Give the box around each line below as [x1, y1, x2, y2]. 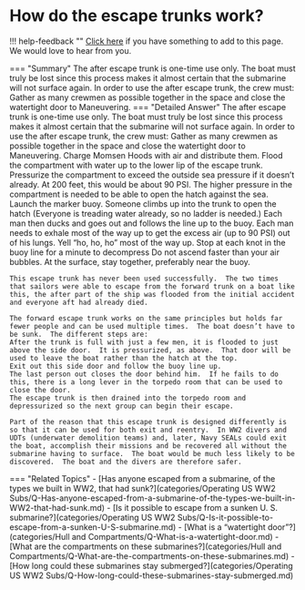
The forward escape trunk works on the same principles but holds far [9, 313, 283, 323]
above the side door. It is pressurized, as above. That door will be [9, 345, 291, 355]
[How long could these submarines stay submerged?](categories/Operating [9, 560, 293, 571]
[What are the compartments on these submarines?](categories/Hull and [9, 541, 282, 552]
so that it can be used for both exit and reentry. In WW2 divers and [9, 425, 287, 434]
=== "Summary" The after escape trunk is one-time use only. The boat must [9, 63, 296, 74]
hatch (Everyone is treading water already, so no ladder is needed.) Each [9, 208, 282, 219]
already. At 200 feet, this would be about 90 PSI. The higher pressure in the [9, 178, 293, 189]
